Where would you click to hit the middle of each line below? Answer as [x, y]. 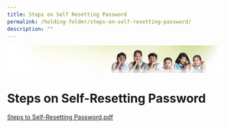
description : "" [30, 29]
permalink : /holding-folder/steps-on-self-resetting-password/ [99, 22]
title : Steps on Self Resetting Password [67, 14]
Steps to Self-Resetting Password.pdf [60, 117]
